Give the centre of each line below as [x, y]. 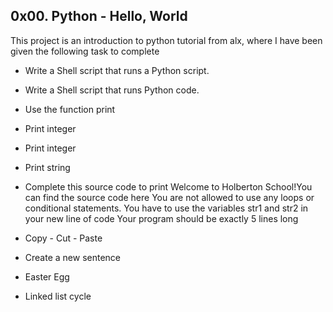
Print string [47, 167]
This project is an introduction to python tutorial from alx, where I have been [166, 40]
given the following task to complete [85, 51]
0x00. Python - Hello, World [99, 16]
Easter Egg [47, 276]
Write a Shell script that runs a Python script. [117, 70]
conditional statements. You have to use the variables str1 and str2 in [166, 208]
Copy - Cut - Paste [63, 238]
